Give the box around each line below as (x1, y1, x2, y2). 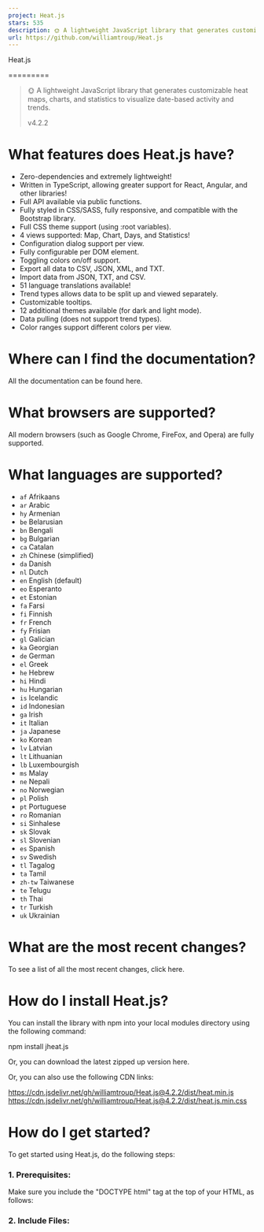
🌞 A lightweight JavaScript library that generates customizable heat (27, 86, 249, 95)
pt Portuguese (19, 802, 67, 811)
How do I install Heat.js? (8, 992, 169, 1010)
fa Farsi (19, 601, 45, 610)
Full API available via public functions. (19, 197, 142, 207)
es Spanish (19, 844, 55, 853)
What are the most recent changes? (8, 939, 247, 956)
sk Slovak (19, 827, 51, 836)
